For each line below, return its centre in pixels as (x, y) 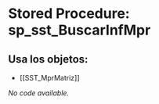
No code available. (38, 93)
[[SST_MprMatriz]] (49, 78)
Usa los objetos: (48, 59)
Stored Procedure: (69, 14)
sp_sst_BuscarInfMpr (79, 30)
